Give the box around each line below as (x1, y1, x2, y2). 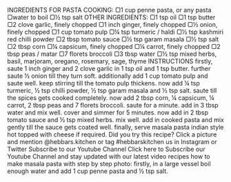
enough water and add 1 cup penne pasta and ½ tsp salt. (7, 167, 169, 175)
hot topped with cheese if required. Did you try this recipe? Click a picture (7, 130, 217, 139)
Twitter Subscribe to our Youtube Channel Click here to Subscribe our (7, 145, 205, 153)
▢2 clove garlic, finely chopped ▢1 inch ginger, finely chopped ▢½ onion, (7, 21, 218, 28)
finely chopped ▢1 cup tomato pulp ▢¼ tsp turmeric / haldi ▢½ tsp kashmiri (7, 28, 224, 36)
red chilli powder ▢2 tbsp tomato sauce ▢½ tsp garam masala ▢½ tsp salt (7, 35, 219, 43)
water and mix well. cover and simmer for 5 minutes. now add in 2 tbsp (7, 108, 209, 117)
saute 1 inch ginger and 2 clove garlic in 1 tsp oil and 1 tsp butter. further (7, 65, 211, 72)
